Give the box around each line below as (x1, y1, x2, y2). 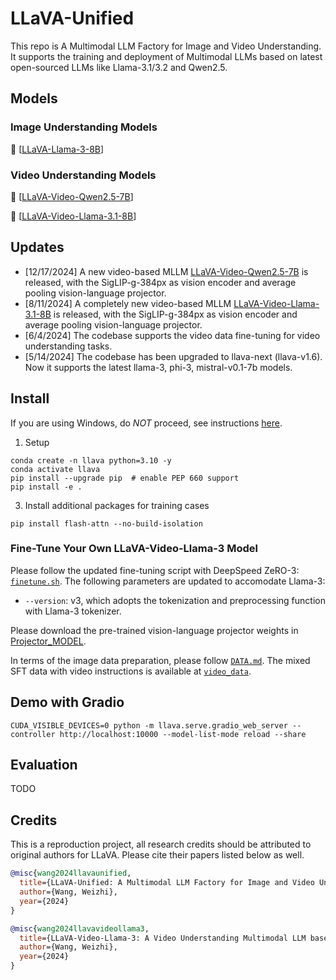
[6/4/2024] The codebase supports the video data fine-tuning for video (24, 329, 321, 341)
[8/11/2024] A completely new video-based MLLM (24, 297, 232, 309)
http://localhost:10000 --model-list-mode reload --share (59, 729, 307, 739)
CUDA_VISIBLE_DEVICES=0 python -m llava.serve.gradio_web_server (10, 720, 288, 731)
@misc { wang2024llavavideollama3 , (10, 923, 150, 934)
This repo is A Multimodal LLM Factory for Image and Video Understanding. (10, 40, 322, 52)
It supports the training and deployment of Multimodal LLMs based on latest (10, 50, 323, 62)
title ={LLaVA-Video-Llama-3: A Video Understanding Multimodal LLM (19, 933, 307, 943)
